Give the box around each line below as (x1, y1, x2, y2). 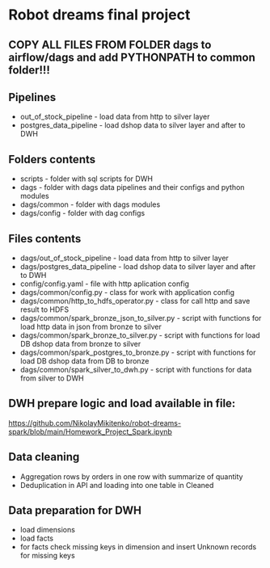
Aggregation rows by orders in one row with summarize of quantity (19, 471, 243, 482)
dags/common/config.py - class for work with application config (19, 288, 235, 297)
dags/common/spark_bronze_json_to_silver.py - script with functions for (19, 313, 262, 323)
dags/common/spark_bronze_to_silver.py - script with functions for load (19, 330, 260, 340)
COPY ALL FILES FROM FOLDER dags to (8, 38, 212, 52)
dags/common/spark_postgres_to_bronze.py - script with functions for (19, 347, 256, 357)
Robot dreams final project (8, 6, 191, 24)
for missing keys (19, 551, 75, 561)
